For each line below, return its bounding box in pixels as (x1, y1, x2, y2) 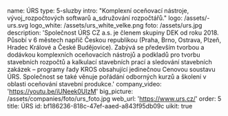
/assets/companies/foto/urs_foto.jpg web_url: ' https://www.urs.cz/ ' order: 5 (7, 95, 222, 103)
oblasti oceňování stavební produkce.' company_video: (7, 80, 162, 88)
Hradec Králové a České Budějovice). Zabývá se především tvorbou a (7, 43, 205, 51)
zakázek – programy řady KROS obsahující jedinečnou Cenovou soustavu (7, 66, 216, 73)
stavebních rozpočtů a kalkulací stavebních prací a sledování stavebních (7, 58, 212, 66)
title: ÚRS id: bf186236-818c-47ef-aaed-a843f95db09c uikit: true (7, 102, 193, 110)
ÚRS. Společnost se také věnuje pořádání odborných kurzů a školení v (7, 72, 207, 81)
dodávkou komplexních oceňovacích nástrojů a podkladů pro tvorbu (7, 50, 201, 59)
